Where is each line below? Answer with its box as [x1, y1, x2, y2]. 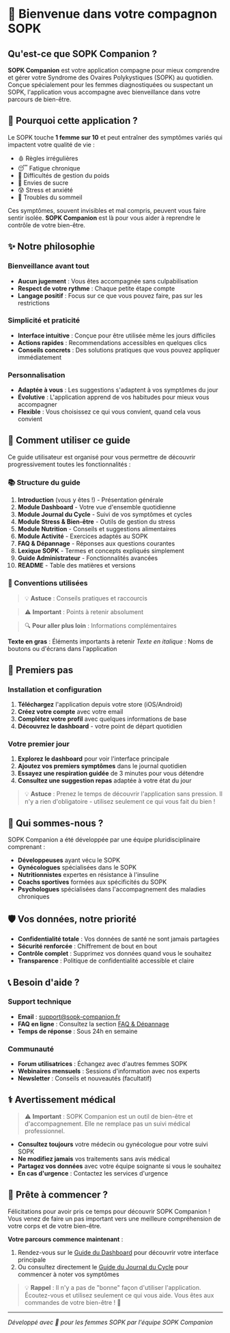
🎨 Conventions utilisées [8, 579, 88, 588]
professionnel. [24, 1126, 66, 1135]
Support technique [8, 997, 72, 1006]
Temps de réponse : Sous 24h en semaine [17, 1027, 138, 1035]
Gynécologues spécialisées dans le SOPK [17, 863, 137, 872]
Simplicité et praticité [8, 316, 81, 325]
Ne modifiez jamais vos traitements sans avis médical [17, 1154, 170, 1163]
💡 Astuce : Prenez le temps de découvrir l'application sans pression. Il [24, 790, 222, 798]
